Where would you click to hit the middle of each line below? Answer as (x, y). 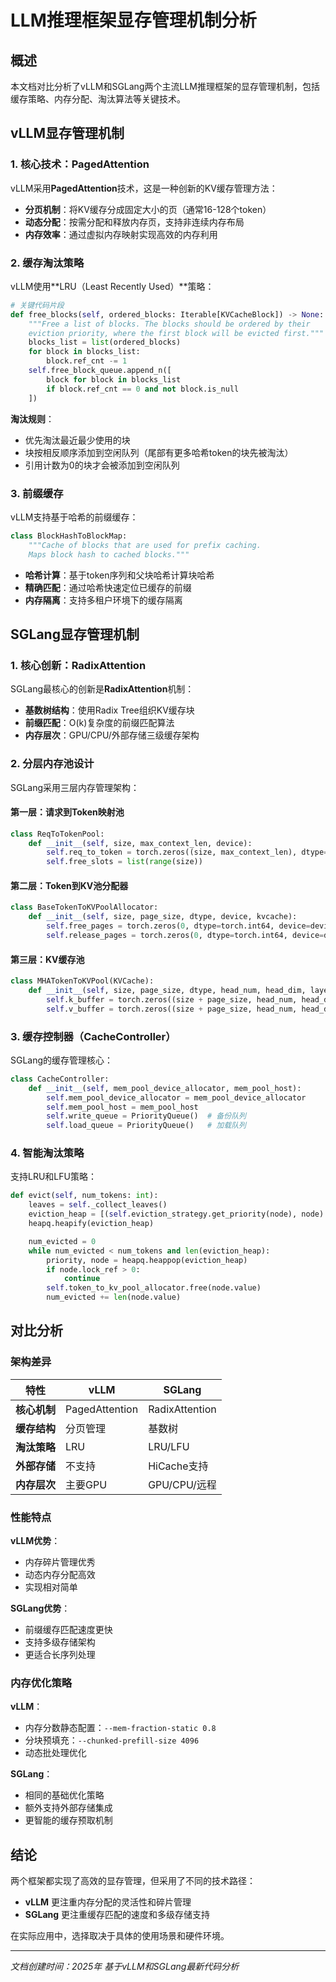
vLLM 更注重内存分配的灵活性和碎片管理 (108, 1902)
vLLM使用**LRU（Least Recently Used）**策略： (112, 286)
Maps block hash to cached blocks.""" (109, 554)
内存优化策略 (41, 1683)
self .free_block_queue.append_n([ (100, 371)
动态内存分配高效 (60, 1575)
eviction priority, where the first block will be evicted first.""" (176, 333)
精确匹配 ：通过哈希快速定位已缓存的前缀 (108, 587)
